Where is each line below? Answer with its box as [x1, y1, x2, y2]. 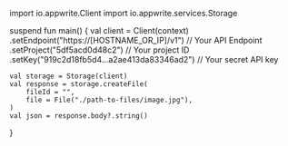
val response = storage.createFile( [9, 80, 148, 89]
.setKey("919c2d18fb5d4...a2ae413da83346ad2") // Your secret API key [9, 54, 279, 64]
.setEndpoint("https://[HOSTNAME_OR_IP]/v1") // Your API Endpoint [9, 35, 263, 45]
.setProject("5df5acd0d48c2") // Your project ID [9, 44, 190, 55]
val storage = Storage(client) [9, 72, 128, 81]
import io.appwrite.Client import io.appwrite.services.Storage [9, 8, 238, 18]
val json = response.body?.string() [9, 112, 148, 121]
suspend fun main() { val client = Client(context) [9, 25, 189, 35]
